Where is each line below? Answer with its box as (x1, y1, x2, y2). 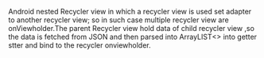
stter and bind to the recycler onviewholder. (8, 41, 151, 50)
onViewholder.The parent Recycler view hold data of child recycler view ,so (8, 24, 254, 33)
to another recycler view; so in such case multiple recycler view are (8, 15, 229, 25)
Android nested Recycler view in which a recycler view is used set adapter (8, 7, 252, 16)
